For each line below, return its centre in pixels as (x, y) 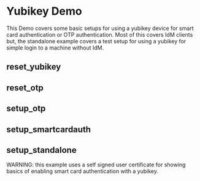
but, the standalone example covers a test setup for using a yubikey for (96, 41)
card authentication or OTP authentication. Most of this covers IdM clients (100, 34)
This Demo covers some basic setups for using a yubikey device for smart (100, 28)
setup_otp (26, 109)
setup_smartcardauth (48, 129)
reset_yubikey (34, 67)
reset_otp (25, 88)
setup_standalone (41, 150)
